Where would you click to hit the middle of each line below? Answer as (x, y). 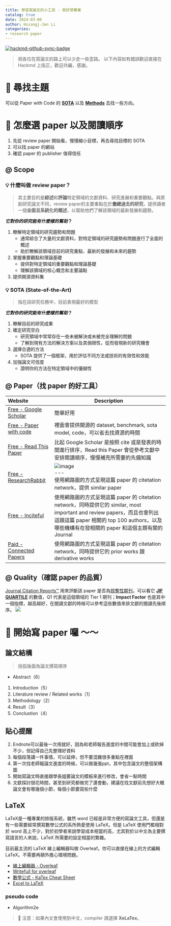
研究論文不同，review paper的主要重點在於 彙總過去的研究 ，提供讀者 (94, 204)
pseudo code (22, 896)
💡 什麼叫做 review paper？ (38, 186)
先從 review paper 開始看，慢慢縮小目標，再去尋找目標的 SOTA (79, 141)
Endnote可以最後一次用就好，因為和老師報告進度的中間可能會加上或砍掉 (88, 745)
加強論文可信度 (28, 362)
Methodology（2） (32, 701)
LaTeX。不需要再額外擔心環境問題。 (43, 855)
